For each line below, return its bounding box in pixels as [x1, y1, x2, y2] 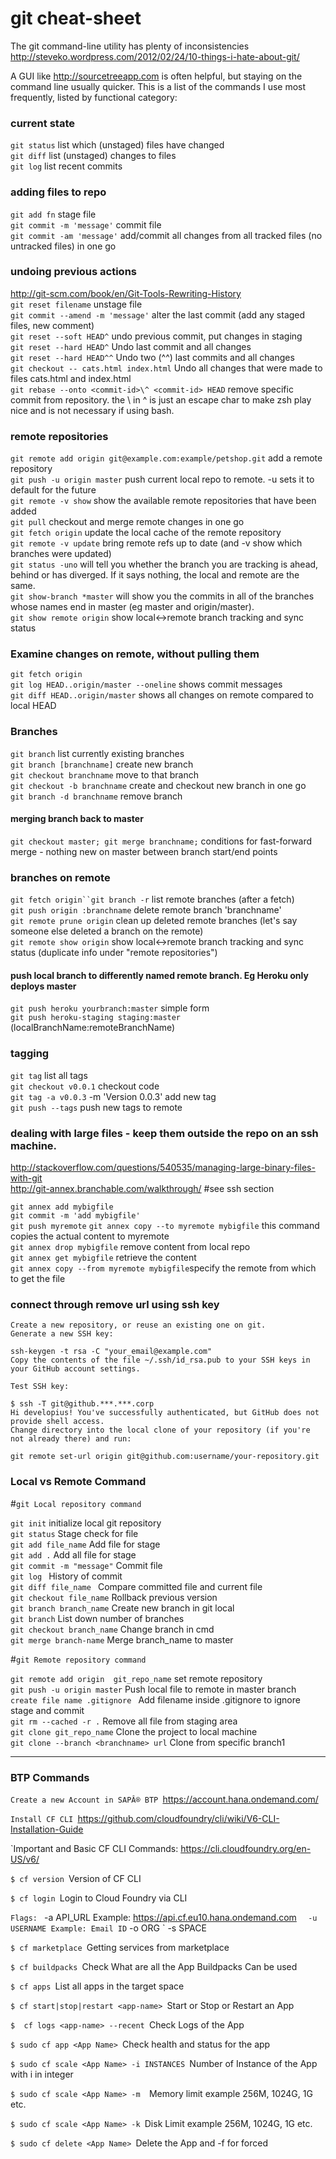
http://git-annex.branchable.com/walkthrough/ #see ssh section [10, 1183, 275, 1195]
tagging [10, 1047, 50, 1061]
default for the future [10, 484, 97, 496]
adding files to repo [10, 185, 107, 199]
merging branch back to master [10, 813, 144, 825]
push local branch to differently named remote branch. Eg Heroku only [10, 969, 309, 981]
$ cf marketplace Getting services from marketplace [10, 1941, 230, 1953]
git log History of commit [10, 1570, 123, 1582]
